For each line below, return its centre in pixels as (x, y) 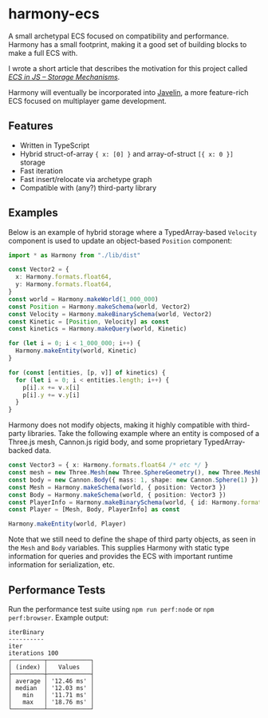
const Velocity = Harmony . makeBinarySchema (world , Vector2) (110, 314)
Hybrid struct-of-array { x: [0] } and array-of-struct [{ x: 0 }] (126, 153)
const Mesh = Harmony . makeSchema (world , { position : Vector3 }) (117, 487)
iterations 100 (33, 653)
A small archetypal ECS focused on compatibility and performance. (119, 36)
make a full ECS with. (43, 53)
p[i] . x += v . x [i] (51, 387)
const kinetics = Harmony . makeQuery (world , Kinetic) (98, 329)
